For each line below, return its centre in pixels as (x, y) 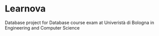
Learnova (25, 9)
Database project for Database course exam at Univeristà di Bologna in (79, 22)
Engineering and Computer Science (42, 27)
